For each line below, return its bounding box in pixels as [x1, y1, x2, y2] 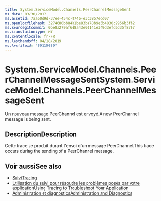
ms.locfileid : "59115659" [5, 43, 57, 48]
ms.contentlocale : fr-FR [5, 34, 55, 39]
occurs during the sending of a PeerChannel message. [5, 148, 114, 154]
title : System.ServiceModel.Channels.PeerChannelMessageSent [5, 7, 131, 12]
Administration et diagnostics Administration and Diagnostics [12, 190, 132, 196]
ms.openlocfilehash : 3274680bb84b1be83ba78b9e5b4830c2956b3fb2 [5, 20, 135, 26]
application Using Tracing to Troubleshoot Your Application [12, 185, 129, 191]
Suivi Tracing [12, 175, 37, 181]
